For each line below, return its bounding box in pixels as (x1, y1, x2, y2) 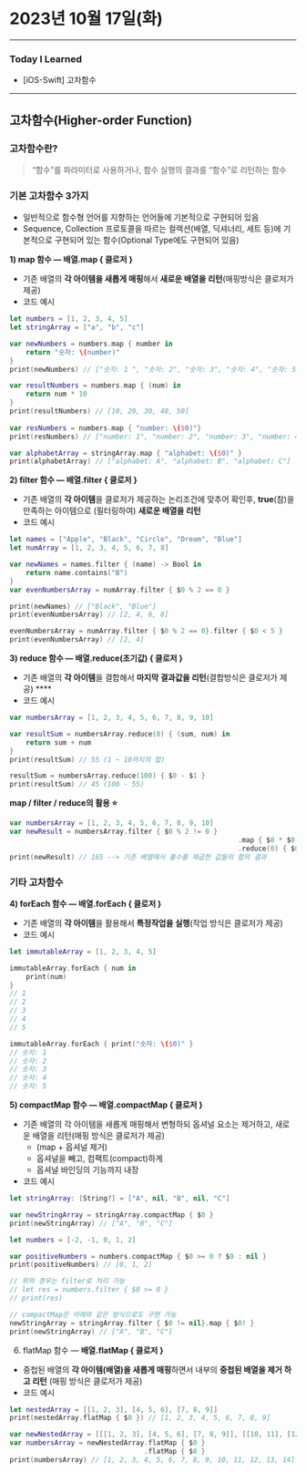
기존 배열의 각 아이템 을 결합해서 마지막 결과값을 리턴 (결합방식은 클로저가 (22, 672, 278, 684)
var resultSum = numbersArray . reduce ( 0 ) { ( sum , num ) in (9, 729, 230, 738)
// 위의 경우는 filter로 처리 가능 (9, 1277, 126, 1286)
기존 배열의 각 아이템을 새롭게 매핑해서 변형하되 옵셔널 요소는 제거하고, (22, 1118, 273, 1130)
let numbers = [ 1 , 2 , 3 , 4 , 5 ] (9, 314, 128, 324)
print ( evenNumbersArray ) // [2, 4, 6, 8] (9, 610, 169, 620)
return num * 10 (25, 389, 88, 399)
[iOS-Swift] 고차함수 (22, 75, 97, 86)
